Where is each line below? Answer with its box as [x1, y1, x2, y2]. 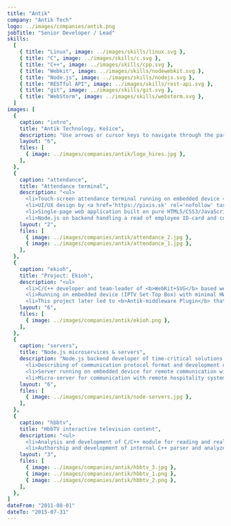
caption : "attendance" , [19, 176, 88, 183]
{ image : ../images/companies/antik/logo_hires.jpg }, [25, 151, 186, 158]
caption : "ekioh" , [19, 265, 72, 272]
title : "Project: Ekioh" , [19, 272, 94, 279]
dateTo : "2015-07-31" [7, 509, 69, 516]
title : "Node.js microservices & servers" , [19, 349, 146, 356]
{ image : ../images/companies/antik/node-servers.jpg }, [25, 393, 192, 401]
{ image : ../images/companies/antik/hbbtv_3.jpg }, [25, 464, 177, 471]
